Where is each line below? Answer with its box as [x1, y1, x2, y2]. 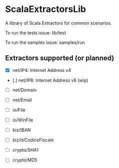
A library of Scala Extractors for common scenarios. [5, 20, 112, 26]
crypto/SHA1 [12, 147, 38, 153]
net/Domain [12, 86, 37, 93]
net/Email [12, 96, 32, 103]
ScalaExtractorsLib [5, 3, 86, 15]
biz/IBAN [12, 127, 31, 133]
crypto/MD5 [12, 157, 37, 163]
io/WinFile [12, 117, 33, 123]
